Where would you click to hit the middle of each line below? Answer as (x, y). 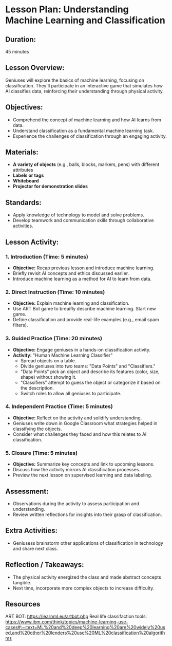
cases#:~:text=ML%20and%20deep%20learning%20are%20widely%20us (85, 627)
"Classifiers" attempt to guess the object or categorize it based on (90, 382)
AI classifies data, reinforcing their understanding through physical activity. (85, 91)
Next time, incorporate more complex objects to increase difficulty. (83, 588)
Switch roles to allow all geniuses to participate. (71, 393)
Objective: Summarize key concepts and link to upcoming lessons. (84, 464)
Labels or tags (28, 175)
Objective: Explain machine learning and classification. (71, 303)
